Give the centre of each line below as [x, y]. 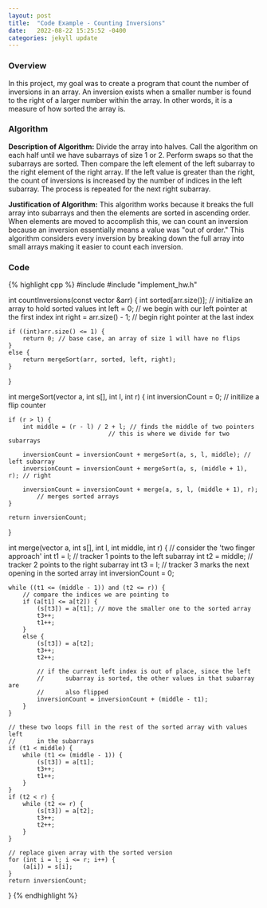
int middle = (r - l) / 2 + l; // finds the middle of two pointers [139, 427]
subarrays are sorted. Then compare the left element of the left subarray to [132, 163]
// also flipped [73, 693]
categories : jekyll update [53, 38]
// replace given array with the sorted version [90, 853]
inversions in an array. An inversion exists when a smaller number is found [130, 92]
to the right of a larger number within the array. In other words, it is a [120, 100]
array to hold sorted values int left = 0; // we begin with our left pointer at [128, 309]
